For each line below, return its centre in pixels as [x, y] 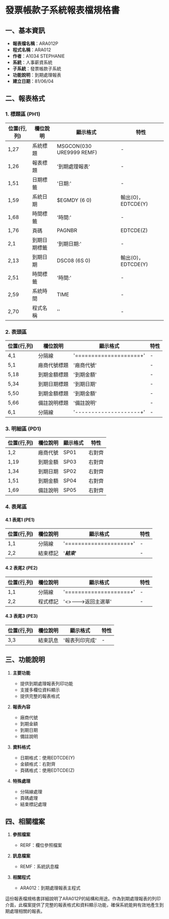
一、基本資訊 [25, 30]
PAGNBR [67, 230]
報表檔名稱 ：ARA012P [35, 44]
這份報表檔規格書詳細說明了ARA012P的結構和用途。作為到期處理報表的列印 [83, 899]
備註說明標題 [53, 403]
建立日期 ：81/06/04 [33, 81]
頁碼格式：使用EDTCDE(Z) [47, 770]
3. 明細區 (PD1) [23, 429]
